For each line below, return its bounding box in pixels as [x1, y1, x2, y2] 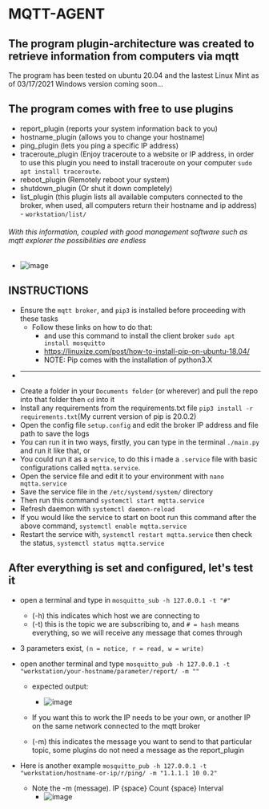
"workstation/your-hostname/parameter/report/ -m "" [19, 667, 200, 675]
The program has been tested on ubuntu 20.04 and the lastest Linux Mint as [8, 71, 259, 80]
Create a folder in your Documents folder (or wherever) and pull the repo [19, 386, 259, 396]
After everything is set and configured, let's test [8, 561, 254, 575]
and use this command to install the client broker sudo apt [43, 331, 235, 340]
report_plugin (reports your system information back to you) [19, 124, 219, 133]
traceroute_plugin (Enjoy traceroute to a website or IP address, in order [19, 149, 255, 159]
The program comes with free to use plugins [8, 102, 234, 116]
